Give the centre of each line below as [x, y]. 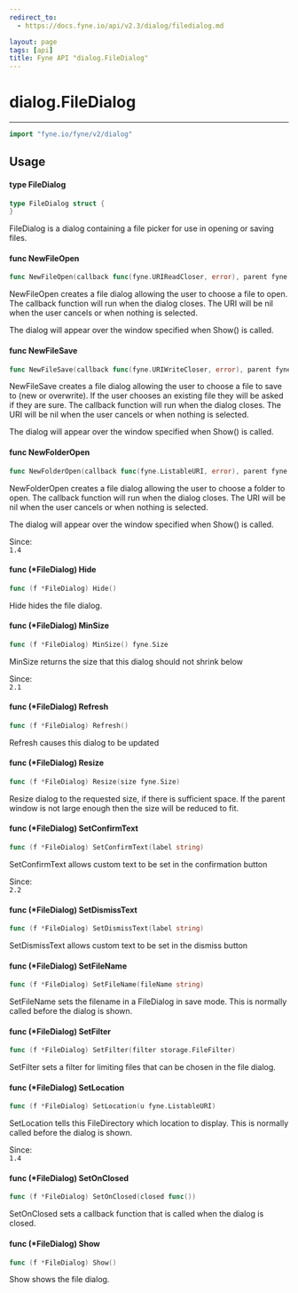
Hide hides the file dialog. [56, 605]
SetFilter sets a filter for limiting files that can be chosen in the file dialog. [143, 1067]
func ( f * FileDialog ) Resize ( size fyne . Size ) [94, 782]
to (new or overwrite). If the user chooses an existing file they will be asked [146, 395]
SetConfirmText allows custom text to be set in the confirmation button [138, 864]
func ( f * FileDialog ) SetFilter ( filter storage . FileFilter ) [123, 1050]
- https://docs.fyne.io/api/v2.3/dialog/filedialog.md [121, 26]
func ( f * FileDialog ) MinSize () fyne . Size [89, 644]
